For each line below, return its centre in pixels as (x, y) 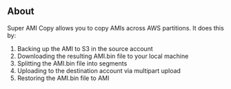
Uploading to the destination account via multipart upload (99, 70)
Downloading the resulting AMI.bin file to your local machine (103, 56)
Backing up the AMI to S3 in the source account (85, 48)
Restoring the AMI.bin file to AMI (63, 78)
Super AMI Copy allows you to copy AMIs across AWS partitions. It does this (115, 28)
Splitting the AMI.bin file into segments (72, 63)
